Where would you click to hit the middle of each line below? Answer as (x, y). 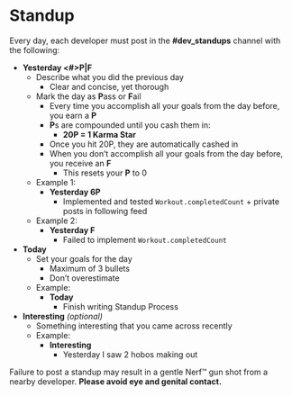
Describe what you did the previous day (110, 76)
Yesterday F (72, 229)
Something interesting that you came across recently (134, 326)
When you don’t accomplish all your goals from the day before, (166, 153)
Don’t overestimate (84, 278)
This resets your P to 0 (105, 173)
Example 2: (57, 220)
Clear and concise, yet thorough (109, 86)
